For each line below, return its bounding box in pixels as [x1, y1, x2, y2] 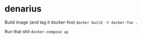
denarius [4, 3, 42, 14]
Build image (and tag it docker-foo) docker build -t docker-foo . [4, 19, 138, 25]
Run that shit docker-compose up [4, 28, 69, 34]
